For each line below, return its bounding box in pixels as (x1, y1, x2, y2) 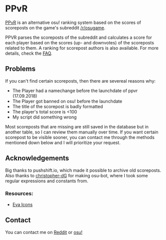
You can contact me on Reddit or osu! (5, 229, 83, 235)
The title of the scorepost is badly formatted (12, 103, 103, 110)
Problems (5, 65, 36, 73)
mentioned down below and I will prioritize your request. (5, 139, 121, 145)
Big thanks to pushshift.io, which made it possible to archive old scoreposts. (5, 167, 162, 173)
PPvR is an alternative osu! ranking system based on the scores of (5, 19, 141, 25)
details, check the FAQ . (5, 50, 52, 56)
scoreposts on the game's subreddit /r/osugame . (5, 24, 106, 30)
